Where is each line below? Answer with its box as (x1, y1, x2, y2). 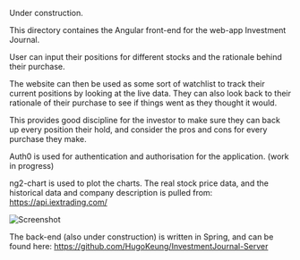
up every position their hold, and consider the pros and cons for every (9, 124, 268, 135)
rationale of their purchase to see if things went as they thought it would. (9, 97, 278, 108)
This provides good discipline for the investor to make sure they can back (9, 115, 280, 125)
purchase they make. (9, 134, 87, 144)
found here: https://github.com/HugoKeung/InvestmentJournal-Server (9, 241, 269, 251)
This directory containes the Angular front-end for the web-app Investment (9, 25, 287, 35)
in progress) (9, 161, 55, 171)
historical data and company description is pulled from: (9, 188, 213, 197)
